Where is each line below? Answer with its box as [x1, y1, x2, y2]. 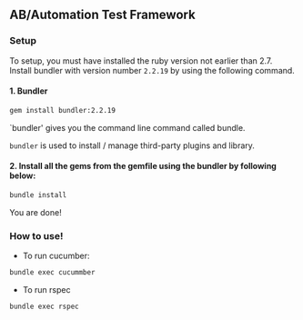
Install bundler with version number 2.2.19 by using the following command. [9, 65, 296, 75]
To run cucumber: [22, 250, 90, 262]
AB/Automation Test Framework [9, 7, 196, 23]
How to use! [9, 229, 64, 242]
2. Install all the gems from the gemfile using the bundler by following [9, 161, 278, 172]
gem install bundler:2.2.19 [9, 105, 116, 115]
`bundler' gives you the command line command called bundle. [9, 122, 246, 133]
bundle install [9, 190, 67, 199]
